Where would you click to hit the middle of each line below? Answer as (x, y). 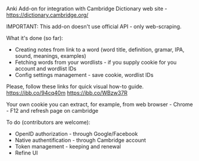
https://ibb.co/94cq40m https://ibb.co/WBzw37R (67, 93)
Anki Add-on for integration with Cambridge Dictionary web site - (87, 9)
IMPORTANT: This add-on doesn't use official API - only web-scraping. (94, 27)
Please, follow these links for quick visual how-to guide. (75, 86)
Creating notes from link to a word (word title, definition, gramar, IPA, (99, 49)
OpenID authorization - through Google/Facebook (76, 134)
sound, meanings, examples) (51, 56)
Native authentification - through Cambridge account (80, 140)
